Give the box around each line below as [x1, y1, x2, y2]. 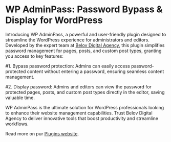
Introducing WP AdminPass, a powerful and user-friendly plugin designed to [5, 31, 166, 37]
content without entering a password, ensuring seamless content [27, 68, 164, 75]
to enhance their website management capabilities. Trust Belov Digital [5, 110, 153, 116]
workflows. [5, 121, 29, 127]
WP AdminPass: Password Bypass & [5, 4, 163, 15]
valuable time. [5, 94, 35, 101]
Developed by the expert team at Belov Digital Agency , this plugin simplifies [5, 42, 165, 48]
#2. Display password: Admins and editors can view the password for [5, 83, 152, 90]
